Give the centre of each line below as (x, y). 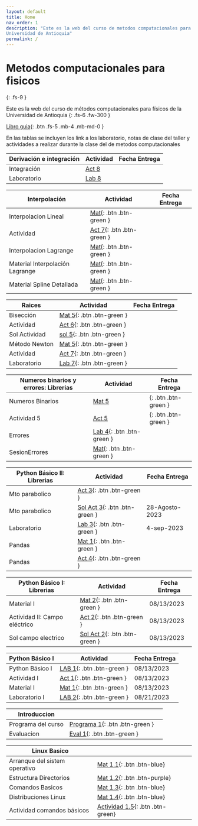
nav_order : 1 (22, 22)
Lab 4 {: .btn (109, 431)
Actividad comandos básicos (49, 810)
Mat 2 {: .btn (96, 600)
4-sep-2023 (165, 528)
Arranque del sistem (37, 760)
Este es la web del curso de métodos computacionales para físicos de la (94, 108)
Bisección (23, 315)
